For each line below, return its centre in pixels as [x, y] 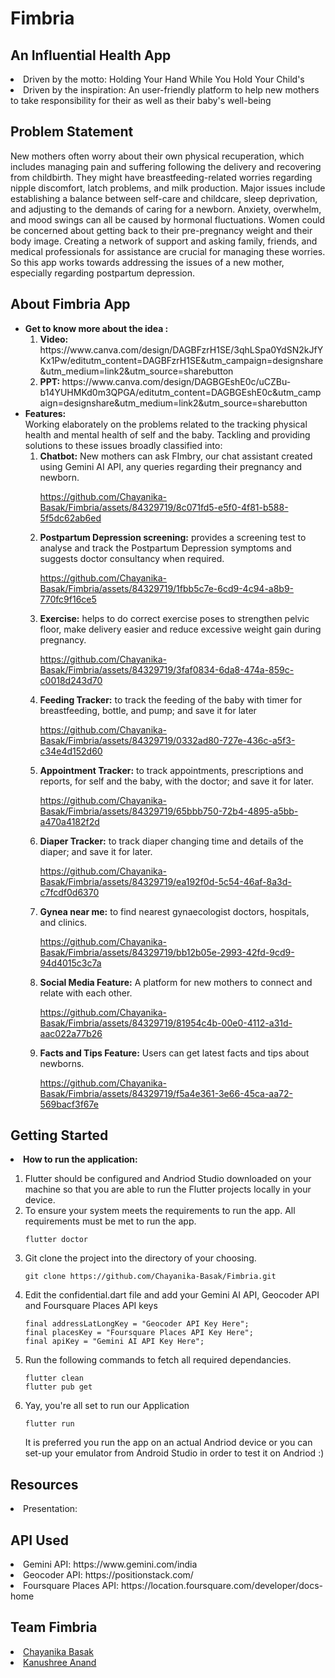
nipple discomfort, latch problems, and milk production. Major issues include [168, 188]
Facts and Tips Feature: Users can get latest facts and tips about [174, 1053]
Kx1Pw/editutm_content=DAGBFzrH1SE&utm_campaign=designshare [181, 360]
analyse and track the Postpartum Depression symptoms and [165, 548]
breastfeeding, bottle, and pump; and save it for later [148, 710]
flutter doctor [56, 1240]
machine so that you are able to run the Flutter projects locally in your [168, 1189]
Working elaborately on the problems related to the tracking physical [166, 424]
